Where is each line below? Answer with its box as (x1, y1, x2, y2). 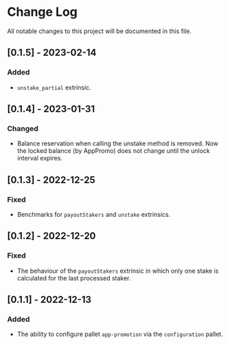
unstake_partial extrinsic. (16, 83, 91, 92)
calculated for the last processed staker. (16, 273, 131, 282)
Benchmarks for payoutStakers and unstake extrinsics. (16, 211, 171, 218)
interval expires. (16, 154, 63, 163)
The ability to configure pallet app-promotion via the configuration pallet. (16, 330, 223, 338)
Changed (7, 123, 39, 133)
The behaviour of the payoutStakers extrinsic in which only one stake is (16, 266, 219, 275)
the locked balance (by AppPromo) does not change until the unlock (16, 147, 211, 155)
